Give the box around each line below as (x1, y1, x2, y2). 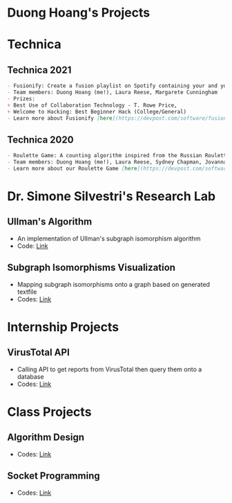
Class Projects (7, 404, 92, 420)
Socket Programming (7, 470, 100, 482)
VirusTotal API (7, 346, 70, 358)
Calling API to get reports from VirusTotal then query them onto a (17, 365, 202, 373)
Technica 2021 (7, 64, 72, 76)
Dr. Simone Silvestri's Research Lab (7, 188, 216, 204)
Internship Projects (7, 319, 119, 335)
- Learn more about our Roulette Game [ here (7, 165, 137, 172)
